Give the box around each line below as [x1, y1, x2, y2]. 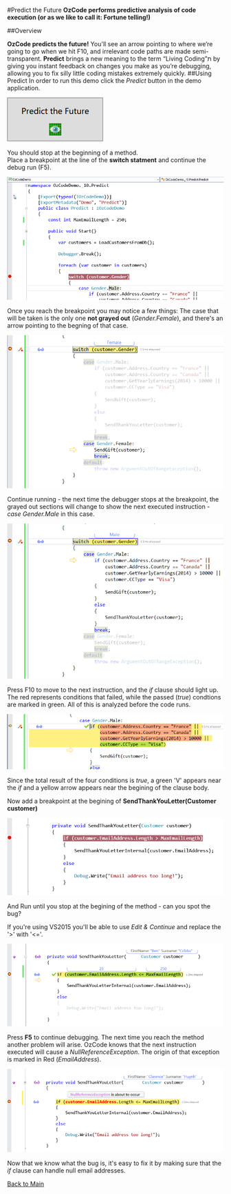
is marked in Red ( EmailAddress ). [7, 1055, 102, 1063]
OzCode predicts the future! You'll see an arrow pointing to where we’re [7, 40, 213, 48]
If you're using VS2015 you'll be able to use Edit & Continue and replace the [7, 923, 221, 931]
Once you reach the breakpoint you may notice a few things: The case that [7, 306, 219, 315]
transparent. [7, 54, 43, 63]
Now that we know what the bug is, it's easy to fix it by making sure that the [7, 1159, 222, 1167]
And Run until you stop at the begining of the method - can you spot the [7, 902, 211, 911]
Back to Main [7, 1180, 45, 1188]
